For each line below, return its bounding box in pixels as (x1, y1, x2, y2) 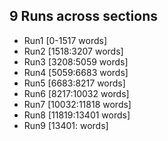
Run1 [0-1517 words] (23, 34, 108, 46)
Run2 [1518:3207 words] (23, 45, 124, 57)
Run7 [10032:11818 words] (23, 98, 132, 110)
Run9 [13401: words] (23, 119, 109, 131)
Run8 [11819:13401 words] (23, 109, 131, 121)
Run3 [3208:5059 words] (23, 55, 129, 68)
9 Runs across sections (9, 8, 158, 25)
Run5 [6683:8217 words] (23, 77, 126, 89)
